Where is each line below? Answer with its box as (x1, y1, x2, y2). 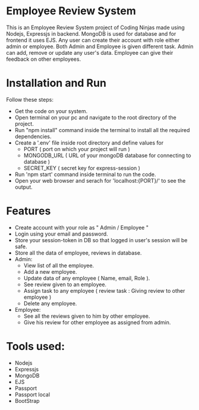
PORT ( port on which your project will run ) (23, 145, 131, 152)
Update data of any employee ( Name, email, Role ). (23, 274, 150, 281)
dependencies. (14, 133, 52, 140)
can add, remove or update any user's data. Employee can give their (6, 49, 173, 56)
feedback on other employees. (6, 55, 81, 62)
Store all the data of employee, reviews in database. (14, 249, 142, 256)
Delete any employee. (23, 299, 77, 307)
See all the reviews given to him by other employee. (23, 312, 150, 320)
